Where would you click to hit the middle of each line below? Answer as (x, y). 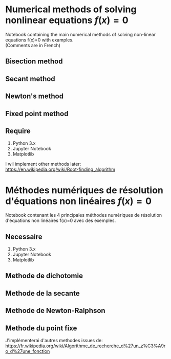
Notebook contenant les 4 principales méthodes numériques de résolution (84, 215)
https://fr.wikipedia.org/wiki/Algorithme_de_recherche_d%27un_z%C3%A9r (85, 346)
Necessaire (24, 237)
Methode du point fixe (41, 328)
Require (18, 131)
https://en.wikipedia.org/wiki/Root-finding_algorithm (60, 169)
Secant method (30, 78)
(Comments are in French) (33, 45)
